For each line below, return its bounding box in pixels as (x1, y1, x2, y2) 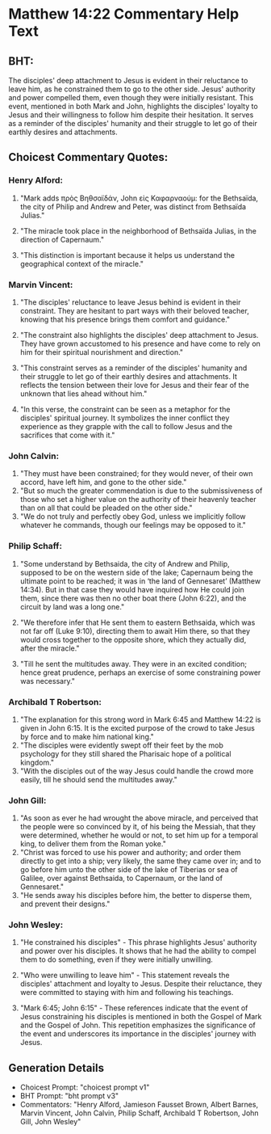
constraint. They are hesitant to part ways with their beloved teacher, (19, 306, 250, 315)
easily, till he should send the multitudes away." (19, 774, 177, 784)
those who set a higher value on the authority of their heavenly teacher (19, 495, 256, 504)
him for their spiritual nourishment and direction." (19, 347, 184, 356)
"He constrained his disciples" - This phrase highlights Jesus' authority (19, 938, 257, 947)
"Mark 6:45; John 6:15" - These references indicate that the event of (19, 1003, 248, 1013)
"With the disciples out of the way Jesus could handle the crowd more (19, 765, 254, 776)
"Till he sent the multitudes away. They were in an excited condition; (19, 659, 248, 668)
